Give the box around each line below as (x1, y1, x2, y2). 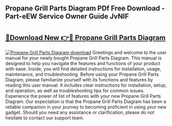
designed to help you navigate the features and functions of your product (5, 60, 161, 66)
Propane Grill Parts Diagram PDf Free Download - (5, 4, 165, 13)
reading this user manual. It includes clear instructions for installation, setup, (5, 82, 167, 88)
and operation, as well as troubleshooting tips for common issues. (5, 88, 145, 94)
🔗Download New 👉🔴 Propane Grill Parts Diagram (5, 33, 166, 42)
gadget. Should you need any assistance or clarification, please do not (5, 110, 155, 115)
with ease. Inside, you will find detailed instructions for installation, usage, (5, 66, 162, 72)
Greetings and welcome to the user (92, 50, 167, 55)
